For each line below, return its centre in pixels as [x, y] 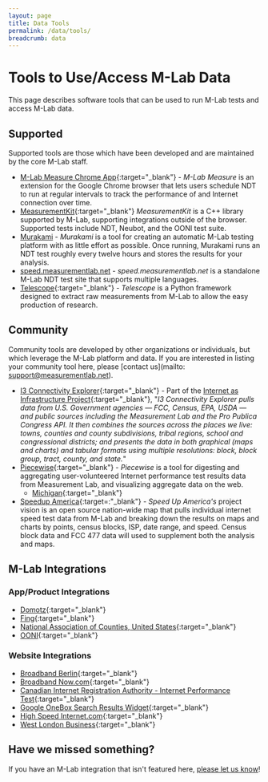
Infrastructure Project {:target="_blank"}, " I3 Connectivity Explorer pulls [137, 399]
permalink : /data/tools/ [50, 30]
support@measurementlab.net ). [61, 375]
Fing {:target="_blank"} [57, 618]
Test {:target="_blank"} [57, 699]
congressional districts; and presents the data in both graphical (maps [136, 441]
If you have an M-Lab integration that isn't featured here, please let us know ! [134, 769]
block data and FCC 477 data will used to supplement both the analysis [137, 535]
